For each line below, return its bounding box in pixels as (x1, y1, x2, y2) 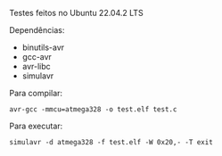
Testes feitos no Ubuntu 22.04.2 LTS (9, 8, 144, 18)
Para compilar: (9, 88, 63, 98)
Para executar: (9, 120, 63, 131)
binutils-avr (21, 42, 65, 53)
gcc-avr (21, 52, 52, 62)
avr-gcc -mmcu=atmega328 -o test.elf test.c (9, 105, 177, 114)
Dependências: (9, 25, 65, 35)
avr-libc (21, 62, 51, 71)
